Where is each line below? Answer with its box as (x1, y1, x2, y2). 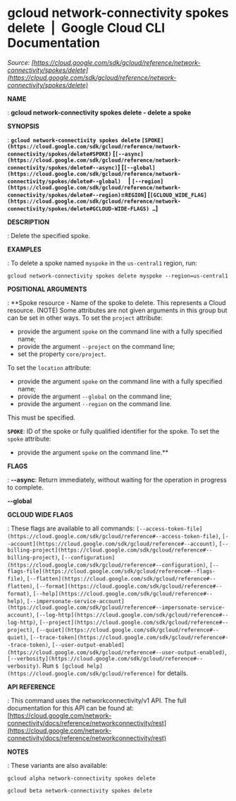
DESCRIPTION (7, 218, 50, 226)
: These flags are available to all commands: (7, 524, 135, 533)
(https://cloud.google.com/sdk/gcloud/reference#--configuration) (7, 562, 206, 569)
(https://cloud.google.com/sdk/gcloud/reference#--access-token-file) (7, 533, 219, 540)
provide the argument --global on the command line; (17, 392, 173, 400)
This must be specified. (7, 413, 76, 422)
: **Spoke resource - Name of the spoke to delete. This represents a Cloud (7, 298, 227, 307)
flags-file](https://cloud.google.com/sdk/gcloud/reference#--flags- (7, 567, 216, 575)
